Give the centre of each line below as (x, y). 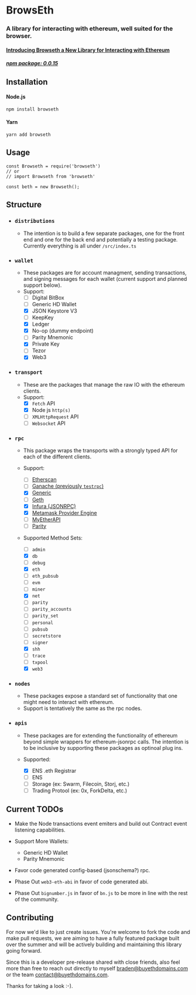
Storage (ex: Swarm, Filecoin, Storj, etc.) (81, 784)
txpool (40, 662)
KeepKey (43, 317)
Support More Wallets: (42, 841)
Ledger (41, 324)
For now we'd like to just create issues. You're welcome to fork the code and (98, 932)
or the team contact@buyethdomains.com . (58, 974)
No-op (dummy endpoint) (63, 331)
